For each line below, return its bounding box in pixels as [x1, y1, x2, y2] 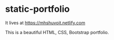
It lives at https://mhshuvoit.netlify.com [5, 20, 85, 26]
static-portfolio [5, 3, 70, 15]
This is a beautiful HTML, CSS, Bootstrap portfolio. [5, 29, 109, 35]
